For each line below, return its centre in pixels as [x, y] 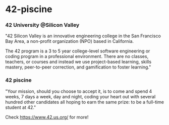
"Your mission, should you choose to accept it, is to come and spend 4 [79, 91]
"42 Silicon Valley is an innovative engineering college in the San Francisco [83, 36]
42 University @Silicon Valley [42, 25]
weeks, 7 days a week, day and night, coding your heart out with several [80, 96]
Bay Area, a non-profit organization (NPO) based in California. [70, 41]
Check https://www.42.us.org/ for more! [47, 117]
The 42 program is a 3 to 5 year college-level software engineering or [78, 51]
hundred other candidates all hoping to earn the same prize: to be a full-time [84, 102]
